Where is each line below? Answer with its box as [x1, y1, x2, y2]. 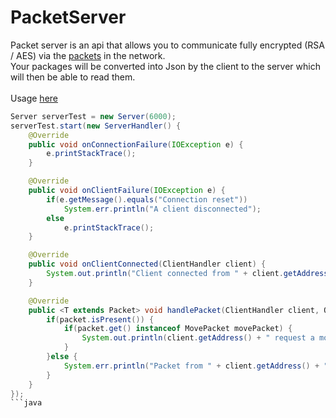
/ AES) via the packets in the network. [10, 49, 166, 61]
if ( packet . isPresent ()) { [46, 314, 155, 325]
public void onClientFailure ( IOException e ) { [28, 186, 226, 196]
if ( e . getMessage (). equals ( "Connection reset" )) [46, 194, 248, 205]
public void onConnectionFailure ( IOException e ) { [28, 139, 244, 150]
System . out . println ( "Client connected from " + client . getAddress [46, 269, 329, 279]
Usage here [10, 92, 58, 104]
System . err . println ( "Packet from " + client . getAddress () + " [63, 361, 329, 371]
